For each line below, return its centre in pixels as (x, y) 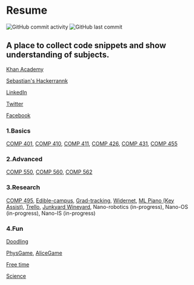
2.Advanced (24, 159)
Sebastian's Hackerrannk (37, 80)
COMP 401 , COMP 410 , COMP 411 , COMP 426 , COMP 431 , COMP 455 (92, 144)
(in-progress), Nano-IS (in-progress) (51, 213)
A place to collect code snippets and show (86, 46)
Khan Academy (25, 69)
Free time (18, 264)
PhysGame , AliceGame (34, 253)
